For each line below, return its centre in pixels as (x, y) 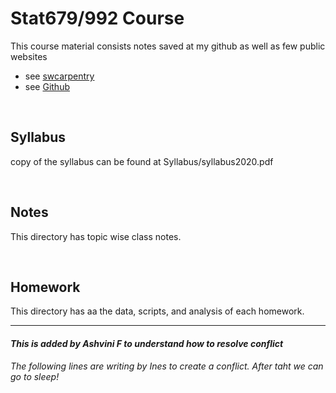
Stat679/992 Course (97, 18)
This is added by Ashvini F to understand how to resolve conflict (147, 343)
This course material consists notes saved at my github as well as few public (168, 46)
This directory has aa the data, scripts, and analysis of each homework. (157, 311)
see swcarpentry (59, 76)
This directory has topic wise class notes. (96, 236)
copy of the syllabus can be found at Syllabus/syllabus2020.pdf (142, 161)
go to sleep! (35, 376)
